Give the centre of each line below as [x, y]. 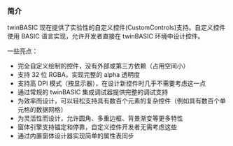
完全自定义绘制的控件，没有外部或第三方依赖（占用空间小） [103, 66]
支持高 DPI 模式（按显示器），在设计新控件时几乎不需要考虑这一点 [112, 83]
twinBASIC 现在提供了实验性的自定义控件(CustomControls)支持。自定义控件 [116, 28]
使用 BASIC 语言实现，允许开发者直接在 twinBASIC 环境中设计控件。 [106, 36]
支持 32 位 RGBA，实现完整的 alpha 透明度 [78, 75]
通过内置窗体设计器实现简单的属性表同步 [76, 136]
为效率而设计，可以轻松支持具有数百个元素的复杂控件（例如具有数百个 [119, 101]
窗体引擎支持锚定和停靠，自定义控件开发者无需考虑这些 [97, 127]
